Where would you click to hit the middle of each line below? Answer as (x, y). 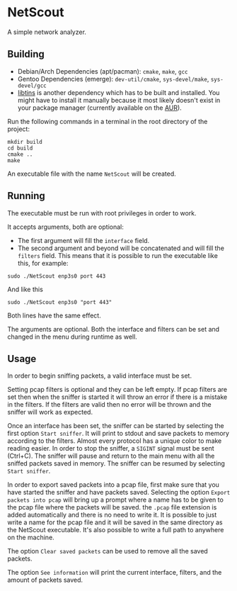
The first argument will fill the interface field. (83, 240)
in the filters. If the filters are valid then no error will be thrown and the (109, 405)
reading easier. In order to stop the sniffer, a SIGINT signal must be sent (111, 449)
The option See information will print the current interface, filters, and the (115, 573)
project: (19, 129)
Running (27, 196)
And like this (25, 289)
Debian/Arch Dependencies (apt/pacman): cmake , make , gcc (103, 71)
